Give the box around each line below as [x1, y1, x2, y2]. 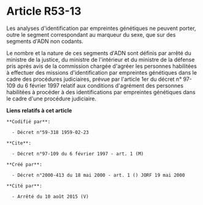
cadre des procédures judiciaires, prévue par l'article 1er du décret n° [6, 75, 182, 83]
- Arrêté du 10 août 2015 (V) [12, 193, 89, 199]
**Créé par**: [6, 161, 43, 168]
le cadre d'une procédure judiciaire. [6, 95, 97, 102]
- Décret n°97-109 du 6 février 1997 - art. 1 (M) [12, 151, 144, 157]
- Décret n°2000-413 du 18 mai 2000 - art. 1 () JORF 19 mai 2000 [12, 172, 185, 178]
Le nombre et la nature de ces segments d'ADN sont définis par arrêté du [6, 49, 191, 56]
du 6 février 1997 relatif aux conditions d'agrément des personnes [17, 81, 184, 89]
